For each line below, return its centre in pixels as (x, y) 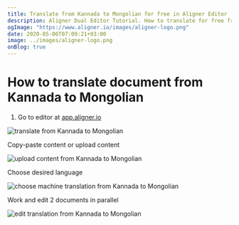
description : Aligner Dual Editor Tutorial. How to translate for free (116, 21)
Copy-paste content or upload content (64, 145)
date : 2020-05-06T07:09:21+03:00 (57, 34)
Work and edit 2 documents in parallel (63, 199)
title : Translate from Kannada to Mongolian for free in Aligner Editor (117, 14)
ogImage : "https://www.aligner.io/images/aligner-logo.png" (99, 27)
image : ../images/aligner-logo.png (60, 41)
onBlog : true (27, 47)
